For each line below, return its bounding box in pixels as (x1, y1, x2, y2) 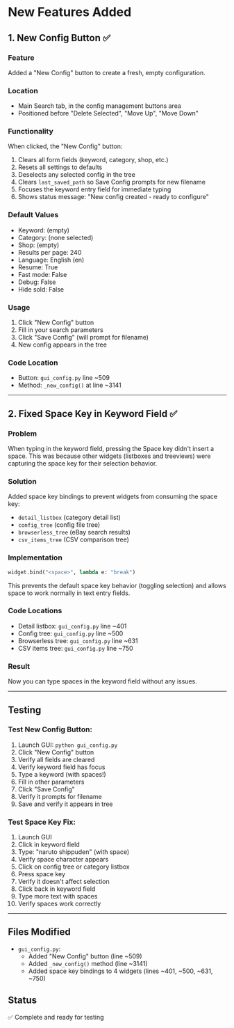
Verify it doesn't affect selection (17, 878, 110, 886)
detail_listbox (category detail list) (17, 513, 121, 522)
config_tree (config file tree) (17, 521, 101, 529)
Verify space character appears (17, 855, 109, 864)
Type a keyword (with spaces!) (17, 770, 106, 778)
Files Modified (8, 926, 72, 938)
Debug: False (17, 278, 56, 286)
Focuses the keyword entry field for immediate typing (17, 185, 172, 193)
